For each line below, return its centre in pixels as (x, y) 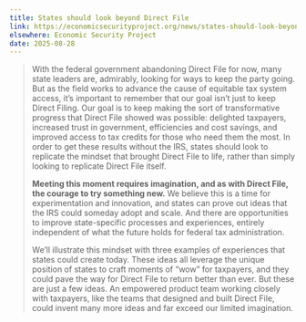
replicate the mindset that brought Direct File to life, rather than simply (163, 157)
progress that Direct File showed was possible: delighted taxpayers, (159, 118)
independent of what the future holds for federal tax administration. (158, 233)
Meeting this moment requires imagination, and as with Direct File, (160, 184)
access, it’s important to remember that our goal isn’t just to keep (153, 99)
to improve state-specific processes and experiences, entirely (148, 223)
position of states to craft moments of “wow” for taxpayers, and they (160, 269)
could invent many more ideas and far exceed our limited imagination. (163, 308)
